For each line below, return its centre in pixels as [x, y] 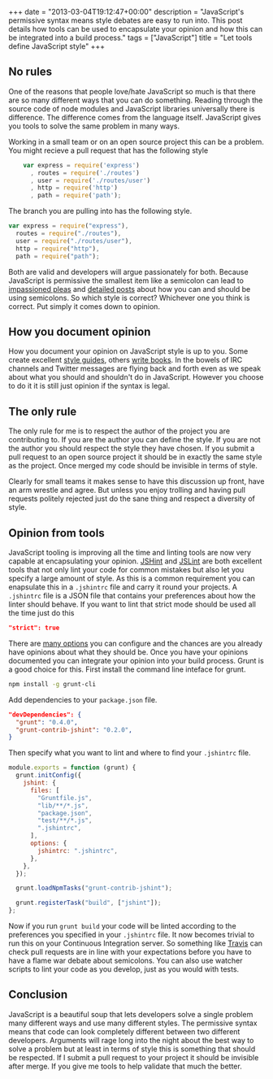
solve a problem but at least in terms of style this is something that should [132, 1049]
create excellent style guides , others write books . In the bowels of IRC [126, 360]
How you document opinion [80, 331]
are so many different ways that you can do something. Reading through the [136, 100]
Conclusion [38, 995]
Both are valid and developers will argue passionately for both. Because [129, 272]
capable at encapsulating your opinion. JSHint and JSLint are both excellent [135, 561]
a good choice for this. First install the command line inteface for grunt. [127, 669]
